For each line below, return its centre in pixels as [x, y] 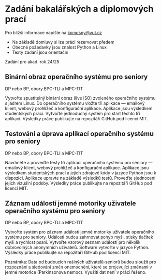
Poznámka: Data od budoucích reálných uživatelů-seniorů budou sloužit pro [80, 262]
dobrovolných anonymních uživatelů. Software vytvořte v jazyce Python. [77, 248]
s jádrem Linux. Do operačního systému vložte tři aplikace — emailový [75, 103]
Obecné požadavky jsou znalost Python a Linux [59, 47]
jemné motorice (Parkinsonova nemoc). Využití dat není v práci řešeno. [76, 272]
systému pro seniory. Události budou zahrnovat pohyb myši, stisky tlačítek [79, 237]
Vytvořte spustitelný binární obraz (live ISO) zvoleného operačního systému [80, 98]
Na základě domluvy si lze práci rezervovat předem [63, 42]
